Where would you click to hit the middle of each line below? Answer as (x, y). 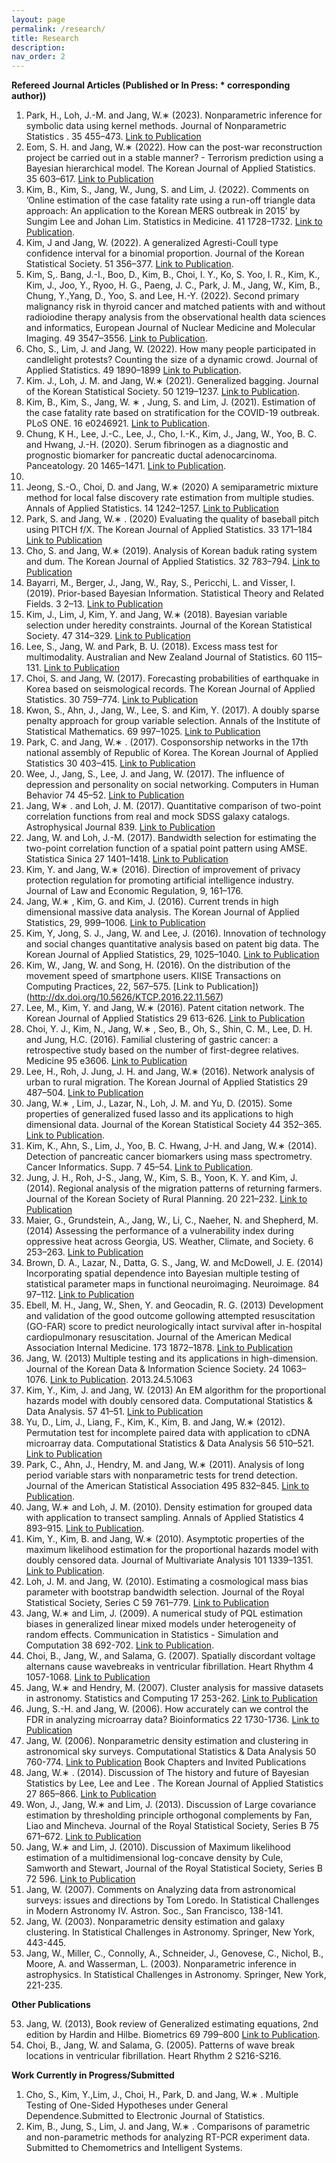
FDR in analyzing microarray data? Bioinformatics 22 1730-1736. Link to (172, 1720)
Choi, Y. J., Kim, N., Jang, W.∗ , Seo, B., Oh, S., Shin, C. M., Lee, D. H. (169, 1029)
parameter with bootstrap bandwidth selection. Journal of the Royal (165, 1592)
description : (38, 47)
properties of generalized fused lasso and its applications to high (159, 1114)
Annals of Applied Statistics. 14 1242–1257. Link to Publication (152, 508)
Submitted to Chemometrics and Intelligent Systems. (134, 2148)
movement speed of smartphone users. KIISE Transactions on (153, 976)
